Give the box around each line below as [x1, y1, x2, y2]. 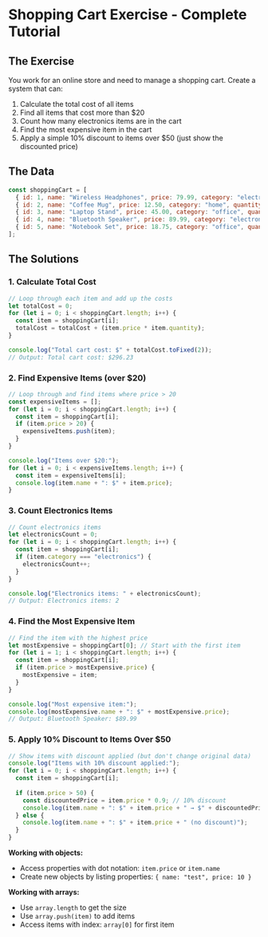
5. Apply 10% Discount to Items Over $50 [8, 734, 171, 745]
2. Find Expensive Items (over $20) [8, 372, 147, 384]
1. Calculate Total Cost [8, 277, 97, 288]
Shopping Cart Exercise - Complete [8, 6, 247, 24]
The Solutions [8, 253, 80, 266]
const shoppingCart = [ [8, 186, 88, 194]
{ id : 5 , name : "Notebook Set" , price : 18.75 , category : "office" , [15, 223, 245, 231]
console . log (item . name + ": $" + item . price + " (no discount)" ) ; [22, 819, 248, 827]
